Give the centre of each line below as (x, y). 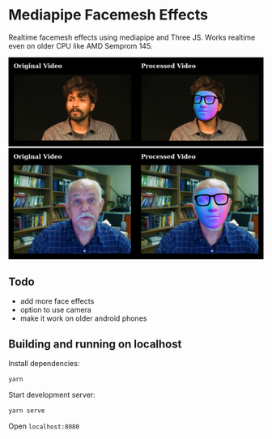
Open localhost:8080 (44, 426)
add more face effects (57, 301)
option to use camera (55, 310)
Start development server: (52, 395)
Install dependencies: (44, 364)
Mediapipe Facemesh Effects (108, 15)
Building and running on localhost (95, 344)
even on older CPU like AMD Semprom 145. (81, 45)
